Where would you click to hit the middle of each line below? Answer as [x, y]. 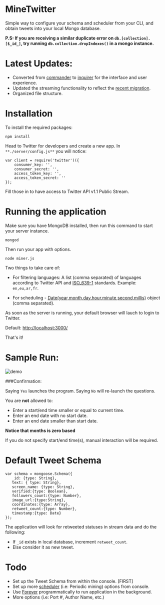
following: [15, 532]
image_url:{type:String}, [39, 500]
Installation [29, 114]
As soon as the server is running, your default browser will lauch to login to [82, 312]
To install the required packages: [39, 127]
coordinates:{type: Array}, [41, 504]
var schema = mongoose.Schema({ [39, 473]
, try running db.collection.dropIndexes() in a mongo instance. [87, 43]
